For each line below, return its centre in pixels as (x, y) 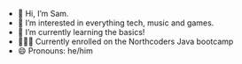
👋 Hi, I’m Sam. (43, 14)
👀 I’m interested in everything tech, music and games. (116, 23)
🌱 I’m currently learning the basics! (81, 32)
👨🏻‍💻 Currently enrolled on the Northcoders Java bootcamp (125, 41)
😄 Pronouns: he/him (55, 51)
